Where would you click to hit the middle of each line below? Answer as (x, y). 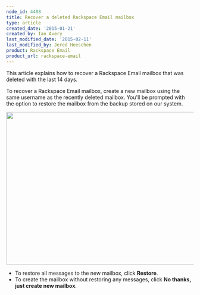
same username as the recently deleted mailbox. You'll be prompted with (96, 97)
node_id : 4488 (24, 12)
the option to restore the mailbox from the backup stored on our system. (95, 103)
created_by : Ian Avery (34, 34)
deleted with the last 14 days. (42, 79)
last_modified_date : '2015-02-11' (49, 39)
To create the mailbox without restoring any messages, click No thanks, (103, 279)
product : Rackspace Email (38, 51)
